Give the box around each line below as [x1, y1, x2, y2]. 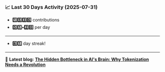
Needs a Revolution [5, 62, 46, 68]
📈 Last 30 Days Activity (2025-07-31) [5, 3, 98, 10]
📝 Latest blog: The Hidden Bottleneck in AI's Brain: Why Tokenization [5, 56, 149, 62]
